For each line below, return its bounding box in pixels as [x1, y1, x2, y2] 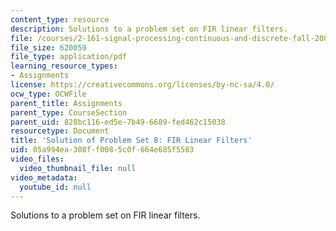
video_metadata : [10, 172, 78, 183]
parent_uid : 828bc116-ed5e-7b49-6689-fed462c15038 [10, 117, 226, 127]
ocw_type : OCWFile [10, 89, 87, 99]
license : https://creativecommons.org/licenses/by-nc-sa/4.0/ [10, 80, 275, 90]
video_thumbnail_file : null [19, 163, 137, 173]
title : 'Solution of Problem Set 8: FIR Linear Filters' [10, 136, 253, 146]
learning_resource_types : [10, 61, 118, 71]
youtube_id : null [19, 182, 92, 192]
